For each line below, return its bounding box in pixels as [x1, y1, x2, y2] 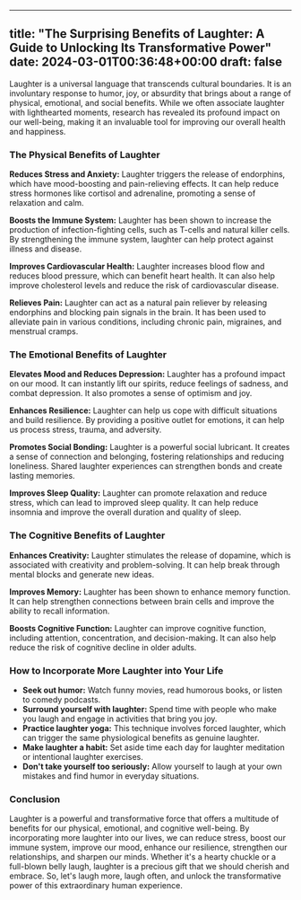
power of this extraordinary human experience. [9, 880, 184, 891]
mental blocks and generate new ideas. [9, 569, 155, 579]
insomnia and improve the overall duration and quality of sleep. [9, 507, 242, 517]
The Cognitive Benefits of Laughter [9, 529, 166, 542]
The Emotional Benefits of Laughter [9, 349, 168, 361]
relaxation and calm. [9, 198, 84, 208]
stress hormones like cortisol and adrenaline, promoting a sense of [9, 188, 256, 199]
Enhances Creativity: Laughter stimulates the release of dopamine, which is [9, 550, 291, 560]
